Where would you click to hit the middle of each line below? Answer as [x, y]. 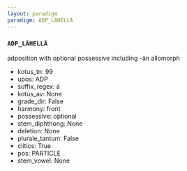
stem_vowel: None [44, 161]
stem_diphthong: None [50, 124]
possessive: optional [47, 116]
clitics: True [34, 146]
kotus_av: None [40, 94]
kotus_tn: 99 [35, 71]
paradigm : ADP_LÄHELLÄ [40, 20]
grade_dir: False [40, 101]
